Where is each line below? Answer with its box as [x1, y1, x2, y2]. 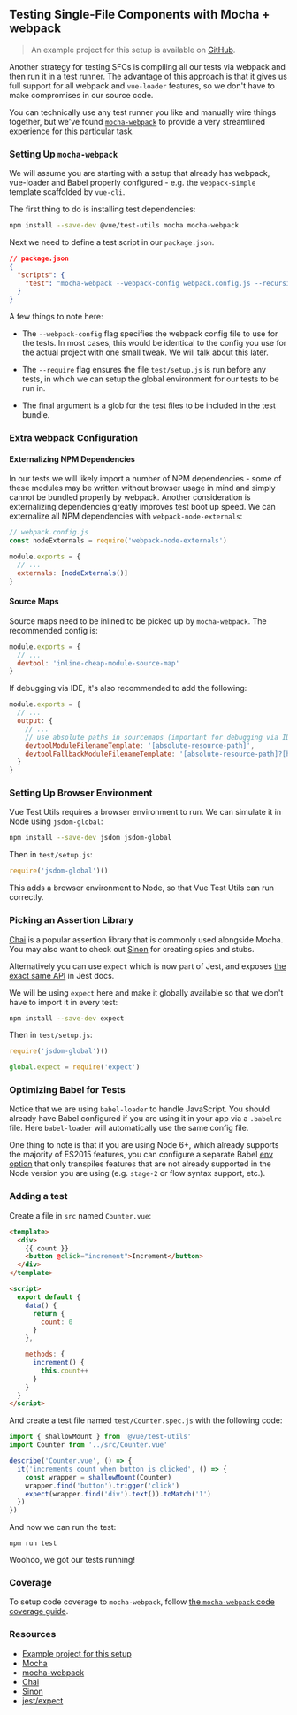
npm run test [9, 1539, 57, 1548]
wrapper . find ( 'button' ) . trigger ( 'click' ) [25, 1481, 179, 1490]
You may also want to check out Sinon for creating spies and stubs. [9, 943, 255, 954]
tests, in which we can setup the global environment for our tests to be [21, 373, 280, 384]
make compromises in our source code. [9, 89, 154, 100]
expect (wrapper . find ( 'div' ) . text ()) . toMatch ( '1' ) [25, 1489, 212, 1498]
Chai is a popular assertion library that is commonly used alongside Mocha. [9, 934, 284, 945]
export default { [17, 1292, 81, 1302]
